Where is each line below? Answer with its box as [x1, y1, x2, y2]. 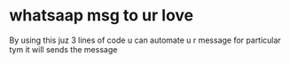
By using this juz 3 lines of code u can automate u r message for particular [9, 35, 281, 45]
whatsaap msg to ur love [9, 5, 194, 26]
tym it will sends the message [9, 44, 118, 54]
